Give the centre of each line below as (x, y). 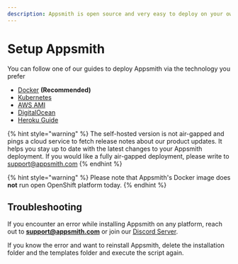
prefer (16, 76)
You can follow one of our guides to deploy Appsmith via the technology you (119, 69)
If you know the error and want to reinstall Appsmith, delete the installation (116, 246)
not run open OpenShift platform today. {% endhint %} (87, 185)
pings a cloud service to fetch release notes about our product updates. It (115, 141)
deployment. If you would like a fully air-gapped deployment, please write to (118, 156)
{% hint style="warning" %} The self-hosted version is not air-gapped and (116, 133)
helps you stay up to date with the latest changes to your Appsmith (105, 149)
